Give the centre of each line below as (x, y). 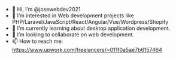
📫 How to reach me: (37, 41)
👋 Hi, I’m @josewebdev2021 (46, 9)
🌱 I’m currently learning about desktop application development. (91, 28)
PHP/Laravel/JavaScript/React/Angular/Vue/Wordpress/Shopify (90, 22)
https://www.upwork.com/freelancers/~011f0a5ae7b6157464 (87, 50)
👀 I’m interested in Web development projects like (73, 15)
